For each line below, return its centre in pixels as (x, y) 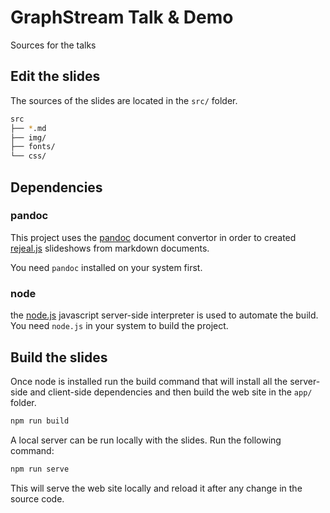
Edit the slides (55, 76)
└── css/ (28, 156)
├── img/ (28, 137)
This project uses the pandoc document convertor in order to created (153, 237)
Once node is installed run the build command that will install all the (149, 381)
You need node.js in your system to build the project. (119, 326)
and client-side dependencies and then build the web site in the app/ (171, 392)
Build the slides (59, 357)
